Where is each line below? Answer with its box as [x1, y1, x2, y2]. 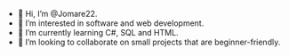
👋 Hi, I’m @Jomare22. [17, 9, 98, 19]
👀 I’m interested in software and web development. [17, 18, 205, 28]
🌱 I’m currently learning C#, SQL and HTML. [17, 28, 180, 37]
